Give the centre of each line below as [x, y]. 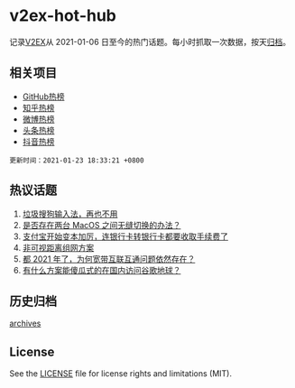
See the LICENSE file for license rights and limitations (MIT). [121, 374]
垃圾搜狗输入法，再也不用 [70, 214]
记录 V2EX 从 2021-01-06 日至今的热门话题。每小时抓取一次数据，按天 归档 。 [150, 42]
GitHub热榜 [43, 97]
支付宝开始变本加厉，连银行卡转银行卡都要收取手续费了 [125, 236]
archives [25, 323]
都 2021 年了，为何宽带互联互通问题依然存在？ [109, 259]
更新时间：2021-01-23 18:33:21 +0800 [77, 160]
